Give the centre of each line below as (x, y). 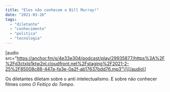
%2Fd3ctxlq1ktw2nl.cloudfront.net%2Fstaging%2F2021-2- (67, 64)
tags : (11, 19)
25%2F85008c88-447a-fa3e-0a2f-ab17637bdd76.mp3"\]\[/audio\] (76, 69)
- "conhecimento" (28, 29)
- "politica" (24, 34)
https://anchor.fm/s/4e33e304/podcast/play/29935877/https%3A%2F (91, 58)
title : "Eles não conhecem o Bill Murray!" (52, 10)
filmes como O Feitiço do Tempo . (40, 84)
